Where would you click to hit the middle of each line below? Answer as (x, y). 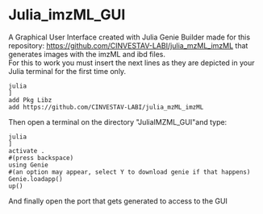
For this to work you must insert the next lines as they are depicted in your (131, 63)
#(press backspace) (41, 158)
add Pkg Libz (30, 100)
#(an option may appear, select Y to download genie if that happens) (129, 172)
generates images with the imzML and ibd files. (87, 54)
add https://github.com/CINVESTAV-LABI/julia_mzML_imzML (106, 107)
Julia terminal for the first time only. (67, 71)
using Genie (28, 165)
